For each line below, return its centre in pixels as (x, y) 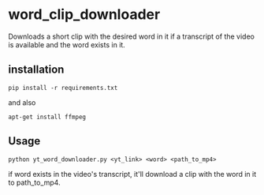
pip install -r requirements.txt (63, 88)
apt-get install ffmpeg (47, 117)
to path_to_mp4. (34, 182)
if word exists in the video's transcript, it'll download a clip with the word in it (132, 174)
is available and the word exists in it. (67, 44)
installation (36, 70)
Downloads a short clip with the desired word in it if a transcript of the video (131, 36)
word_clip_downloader (84, 15)
